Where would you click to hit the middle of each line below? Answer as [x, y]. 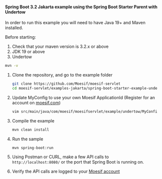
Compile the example [33, 120]
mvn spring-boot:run [33, 148]
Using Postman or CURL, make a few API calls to [60, 157]
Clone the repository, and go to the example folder [62, 75]
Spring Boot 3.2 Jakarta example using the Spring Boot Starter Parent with [81, 7]
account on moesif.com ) [36, 103]
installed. [14, 28]
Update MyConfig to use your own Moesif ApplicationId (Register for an [83, 97]
